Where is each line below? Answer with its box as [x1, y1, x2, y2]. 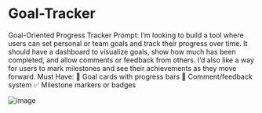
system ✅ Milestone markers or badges [8, 79, 136, 90]
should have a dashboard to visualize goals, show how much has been [8, 47, 237, 56]
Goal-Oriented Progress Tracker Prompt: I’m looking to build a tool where [8, 30, 245, 40]
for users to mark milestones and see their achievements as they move [8, 63, 237, 72]
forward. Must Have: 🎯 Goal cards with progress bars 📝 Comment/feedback [8, 72, 253, 81]
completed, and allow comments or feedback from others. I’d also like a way [8, 55, 255, 65]
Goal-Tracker [8, 5, 96, 23]
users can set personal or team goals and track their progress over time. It [8, 38, 249, 48]
